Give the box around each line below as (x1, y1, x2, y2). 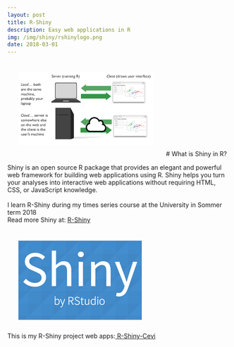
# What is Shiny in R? (165, 150, 228, 158)
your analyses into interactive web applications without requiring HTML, (7, 178, 216, 187)
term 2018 (7, 208, 37, 217)
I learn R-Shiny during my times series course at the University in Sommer (7, 201, 223, 209)
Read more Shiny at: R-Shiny (7, 215, 91, 225)
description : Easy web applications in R (7, 26, 131, 33)
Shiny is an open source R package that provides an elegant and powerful (7, 163, 222, 172)
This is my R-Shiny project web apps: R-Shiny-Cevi (7, 332, 156, 341)
